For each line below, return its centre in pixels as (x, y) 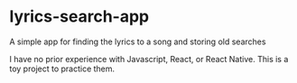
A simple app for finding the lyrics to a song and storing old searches (138, 41)
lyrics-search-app (79, 17)
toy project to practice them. (62, 69)
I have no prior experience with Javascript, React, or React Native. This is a (149, 59)
